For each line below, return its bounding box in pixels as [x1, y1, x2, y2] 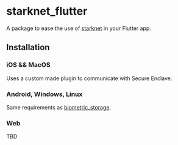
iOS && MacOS [6, 61, 51, 69]
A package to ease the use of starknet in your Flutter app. [6, 24, 151, 32]
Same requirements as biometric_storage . [6, 103, 112, 111]
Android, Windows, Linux [6, 90, 83, 99]
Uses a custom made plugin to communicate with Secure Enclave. [6, 75, 173, 82]
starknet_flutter [6, 4, 88, 18]
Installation [6, 42, 50, 53]
